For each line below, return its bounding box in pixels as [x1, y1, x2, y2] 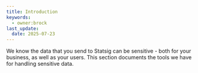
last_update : [6, 25, 39, 32]
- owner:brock [11, 20, 47, 26]
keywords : [6, 14, 31, 20]
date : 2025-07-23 [11, 31, 56, 37]
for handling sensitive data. [6, 60, 74, 68]
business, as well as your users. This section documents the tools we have [6, 54, 192, 61]
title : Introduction [6, 8, 59, 15]
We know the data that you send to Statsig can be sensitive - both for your [6, 47, 191, 54]
